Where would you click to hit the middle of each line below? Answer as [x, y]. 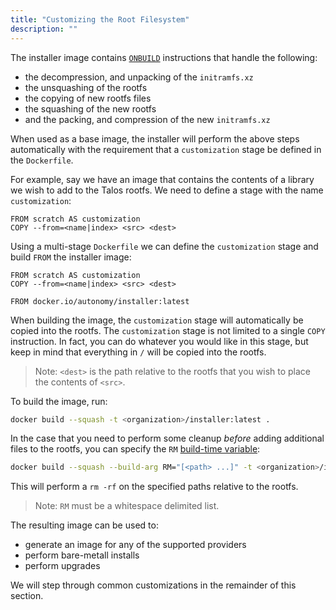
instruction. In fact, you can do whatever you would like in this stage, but [159, 341]
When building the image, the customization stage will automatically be [157, 320]
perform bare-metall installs [82, 555]
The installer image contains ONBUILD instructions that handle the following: [164, 57]
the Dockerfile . [42, 160]
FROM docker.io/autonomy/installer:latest [100, 301]
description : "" [44, 29]
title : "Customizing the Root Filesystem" [100, 19]
